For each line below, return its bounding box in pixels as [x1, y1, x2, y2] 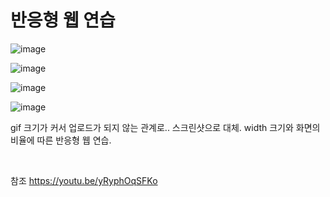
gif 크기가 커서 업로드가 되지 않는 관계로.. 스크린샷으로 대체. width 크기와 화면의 [10, 121, 321, 133]
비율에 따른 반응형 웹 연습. [10, 134, 112, 146]
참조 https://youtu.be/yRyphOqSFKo [10, 174, 158, 186]
